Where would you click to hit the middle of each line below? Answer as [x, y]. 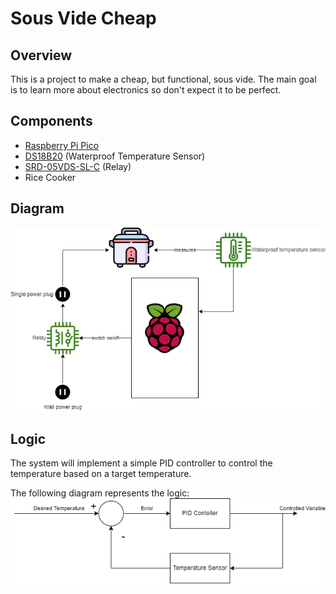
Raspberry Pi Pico [62, 145]
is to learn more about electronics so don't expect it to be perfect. [146, 90]
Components [51, 121]
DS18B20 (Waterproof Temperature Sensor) [115, 156]
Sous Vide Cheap [83, 18]
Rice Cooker [50, 177]
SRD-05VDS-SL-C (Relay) [78, 166]
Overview [41, 55]
